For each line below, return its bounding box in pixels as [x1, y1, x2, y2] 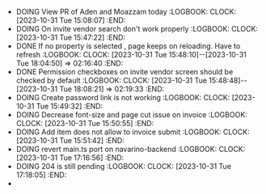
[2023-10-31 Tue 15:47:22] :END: [15, 32, 126, 42]
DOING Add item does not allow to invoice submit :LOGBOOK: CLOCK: [15, 127, 250, 137]
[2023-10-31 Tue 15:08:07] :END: [15, 15, 126, 25]
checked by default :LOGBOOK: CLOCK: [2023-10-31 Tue [15, 76, 208, 85]
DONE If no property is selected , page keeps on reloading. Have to [15, 41, 241, 51]
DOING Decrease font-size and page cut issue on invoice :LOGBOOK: [15, 110, 248, 120]
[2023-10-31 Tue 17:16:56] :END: [15, 153, 125, 162]
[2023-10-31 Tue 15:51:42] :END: [15, 136, 125, 145]
